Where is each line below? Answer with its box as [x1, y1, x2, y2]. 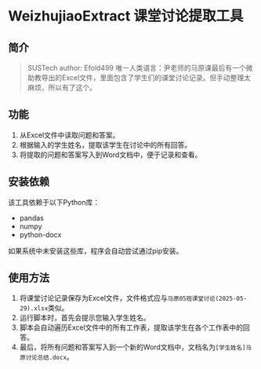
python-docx [19, 229, 62, 239]
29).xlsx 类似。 [19, 303, 69, 312]
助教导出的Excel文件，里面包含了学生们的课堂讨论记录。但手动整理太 [27, 73, 252, 82]
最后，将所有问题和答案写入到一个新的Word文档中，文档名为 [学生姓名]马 [19, 342, 252, 352]
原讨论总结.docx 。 [19, 353, 74, 362]
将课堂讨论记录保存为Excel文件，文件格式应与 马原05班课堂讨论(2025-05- [19, 294, 248, 303]
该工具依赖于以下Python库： [8, 197, 100, 206]
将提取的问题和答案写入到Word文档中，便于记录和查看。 [19, 150, 202, 159]
